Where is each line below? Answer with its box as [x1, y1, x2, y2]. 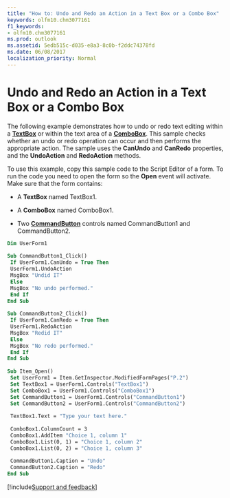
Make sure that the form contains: [7, 179, 103, 187]
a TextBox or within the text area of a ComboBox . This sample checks [7, 129, 206, 138]
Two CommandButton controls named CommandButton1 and [16, 219, 191, 227]
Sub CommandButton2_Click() [7, 311, 88, 318]
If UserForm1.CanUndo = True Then [10, 259, 109, 266]
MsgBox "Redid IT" [10, 329, 63, 336]
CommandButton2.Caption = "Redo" [10, 464, 106, 471]
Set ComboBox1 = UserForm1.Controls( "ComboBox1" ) [10, 387, 155, 394]
